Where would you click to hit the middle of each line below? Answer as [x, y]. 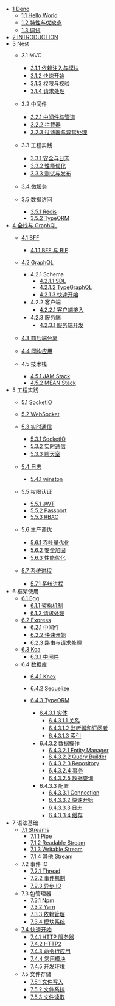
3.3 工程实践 [37, 145]
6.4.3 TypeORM [50, 700]
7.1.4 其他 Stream [51, 856]
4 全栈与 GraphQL [35, 225]
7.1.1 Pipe [41, 836]
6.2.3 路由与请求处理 [56, 642]
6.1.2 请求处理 [47, 613]
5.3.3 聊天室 [45, 454]
